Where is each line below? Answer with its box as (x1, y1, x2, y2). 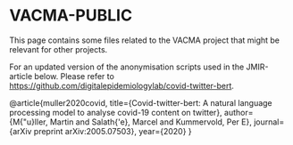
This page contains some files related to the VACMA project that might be (9, 35, 280, 45)
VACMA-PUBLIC (9, 5, 132, 26)
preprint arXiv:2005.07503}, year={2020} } (33, 125, 192, 136)
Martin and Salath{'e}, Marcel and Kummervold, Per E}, (49, 117, 252, 127)
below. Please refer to (34, 70, 114, 81)
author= (223, 107, 254, 117)
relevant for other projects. (9, 44, 108, 54)
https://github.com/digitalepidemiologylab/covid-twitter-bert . (9, 80, 235, 91)
